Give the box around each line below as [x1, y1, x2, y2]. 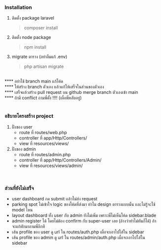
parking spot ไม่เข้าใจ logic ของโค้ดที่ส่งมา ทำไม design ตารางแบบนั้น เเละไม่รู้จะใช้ [11, 201, 156, 207]
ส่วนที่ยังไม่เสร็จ [4, 185, 34, 192]
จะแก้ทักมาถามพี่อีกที [11, 223, 45, 229]
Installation [4, 4, 32, 11]
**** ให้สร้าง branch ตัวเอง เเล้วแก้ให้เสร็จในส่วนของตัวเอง [4, 84, 104, 90]
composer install [24, 25, 58, 31]
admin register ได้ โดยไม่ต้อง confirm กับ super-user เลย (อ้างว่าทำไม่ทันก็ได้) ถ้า [11, 218, 157, 223]
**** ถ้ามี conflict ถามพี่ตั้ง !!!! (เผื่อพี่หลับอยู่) [4, 95, 82, 101]
